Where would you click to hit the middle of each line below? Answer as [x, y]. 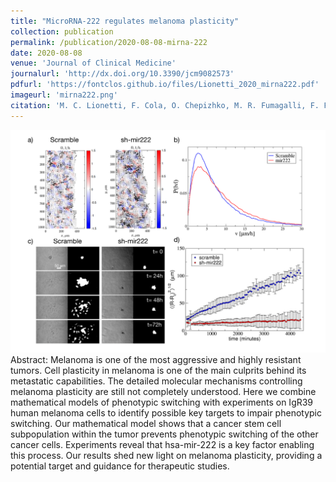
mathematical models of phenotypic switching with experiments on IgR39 [162, 402]
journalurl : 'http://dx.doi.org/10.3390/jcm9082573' [122, 74]
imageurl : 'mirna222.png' [64, 95]
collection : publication [62, 31]
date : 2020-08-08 [46, 53]
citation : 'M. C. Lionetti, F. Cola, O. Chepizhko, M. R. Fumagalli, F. [165, 105]
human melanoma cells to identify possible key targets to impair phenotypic [166, 412]
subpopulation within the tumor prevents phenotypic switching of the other [164, 434]
